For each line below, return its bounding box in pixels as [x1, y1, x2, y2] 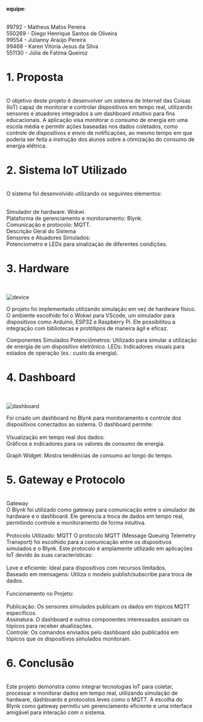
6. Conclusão [6, 656, 75, 670]
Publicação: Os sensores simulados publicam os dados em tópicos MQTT [6, 602, 190, 610]
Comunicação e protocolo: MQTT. [6, 221, 91, 228]
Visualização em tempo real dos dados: [6, 434, 105, 441]
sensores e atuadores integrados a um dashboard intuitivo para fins [6, 109, 176, 117]
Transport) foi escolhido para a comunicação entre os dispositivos [6, 538, 172, 545]
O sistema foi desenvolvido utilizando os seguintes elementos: [6, 189, 162, 197]
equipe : [6, 5, 26, 12]
